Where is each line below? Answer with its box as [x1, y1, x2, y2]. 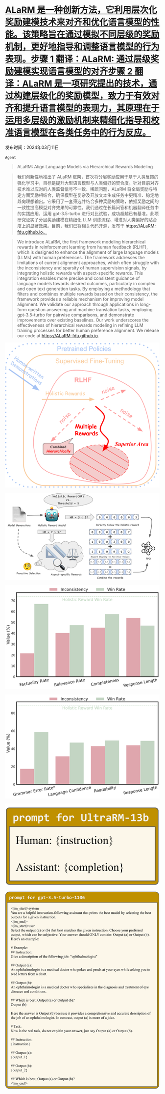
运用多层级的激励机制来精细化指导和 [5, 115, 151, 126]
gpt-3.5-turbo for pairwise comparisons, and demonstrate [17, 312, 135, 318]
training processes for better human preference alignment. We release [17, 327, 159, 333]
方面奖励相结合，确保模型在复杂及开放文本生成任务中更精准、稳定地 [21, 192, 159, 198]
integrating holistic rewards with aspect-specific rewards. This [17, 270, 143, 276]
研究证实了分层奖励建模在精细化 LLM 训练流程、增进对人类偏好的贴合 [17, 216, 158, 222]
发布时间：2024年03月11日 [5, 144, 59, 150]
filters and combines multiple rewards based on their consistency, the [17, 291, 158, 297]
